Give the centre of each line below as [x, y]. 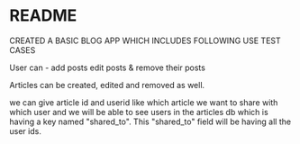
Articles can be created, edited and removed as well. [107, 85]
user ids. [26, 130]
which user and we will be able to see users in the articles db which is [139, 112]
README [43, 16]
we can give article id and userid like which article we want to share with [144, 102]
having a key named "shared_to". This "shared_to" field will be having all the [150, 121]
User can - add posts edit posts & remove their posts [107, 67]
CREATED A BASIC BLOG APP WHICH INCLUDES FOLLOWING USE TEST [145, 40]
